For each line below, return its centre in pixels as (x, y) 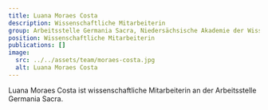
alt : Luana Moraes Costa (57, 68)
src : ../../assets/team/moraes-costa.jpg (85, 61)
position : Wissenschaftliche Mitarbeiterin (82, 38)
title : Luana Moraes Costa (53, 16)
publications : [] (37, 45)
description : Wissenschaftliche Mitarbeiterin (87, 23)
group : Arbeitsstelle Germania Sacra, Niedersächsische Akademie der (126, 30)
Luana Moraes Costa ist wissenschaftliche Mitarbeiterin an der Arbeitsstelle (132, 90)
